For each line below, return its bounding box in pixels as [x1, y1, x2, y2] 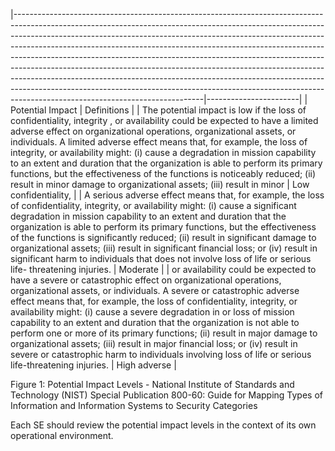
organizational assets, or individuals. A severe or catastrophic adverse [10, 285, 300, 296]
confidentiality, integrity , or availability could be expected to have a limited [10, 115, 319, 126]
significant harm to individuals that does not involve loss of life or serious [10, 253, 312, 264]
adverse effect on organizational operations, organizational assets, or [10, 125, 297, 137]
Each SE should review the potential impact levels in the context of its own [10, 419, 317, 431]
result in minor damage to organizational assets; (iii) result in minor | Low [10, 179, 310, 190]
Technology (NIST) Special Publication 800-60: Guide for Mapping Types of [10, 389, 323, 401]
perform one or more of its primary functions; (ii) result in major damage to [10, 327, 318, 339]
